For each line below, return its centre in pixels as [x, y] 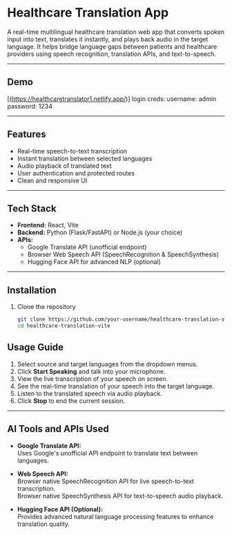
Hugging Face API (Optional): [60, 509]
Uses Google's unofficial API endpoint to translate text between [107, 453]
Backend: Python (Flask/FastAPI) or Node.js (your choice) [100, 232]
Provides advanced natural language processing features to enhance [115, 516]
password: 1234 [30, 106]
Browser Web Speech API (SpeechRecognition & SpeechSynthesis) [123, 254]
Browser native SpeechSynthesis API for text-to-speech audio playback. [120, 496]
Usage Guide [36, 347]
